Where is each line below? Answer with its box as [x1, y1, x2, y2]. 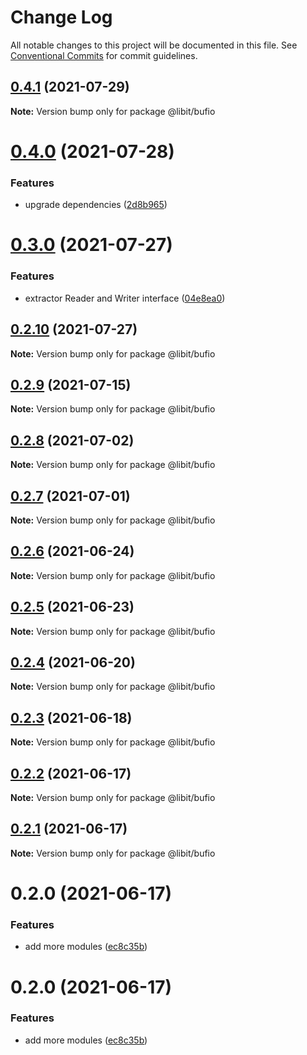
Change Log [10, 6, 113, 29]
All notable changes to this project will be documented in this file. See [10, 39, 298, 51]
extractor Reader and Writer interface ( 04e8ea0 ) [24, 292, 226, 304]
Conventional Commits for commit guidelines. [10, 49, 198, 61]
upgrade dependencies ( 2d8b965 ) [24, 199, 168, 211]
